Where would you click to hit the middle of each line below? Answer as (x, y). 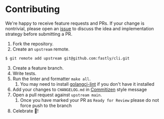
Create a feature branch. (38, 68)
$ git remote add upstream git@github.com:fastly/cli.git (67, 58)
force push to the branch (46, 105)
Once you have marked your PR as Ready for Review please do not (89, 100)
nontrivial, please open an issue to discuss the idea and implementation (79, 28)
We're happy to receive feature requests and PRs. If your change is (75, 23)
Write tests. (24, 73)
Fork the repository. (33, 43)
